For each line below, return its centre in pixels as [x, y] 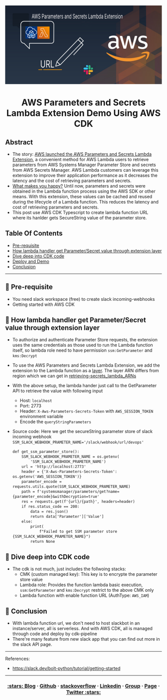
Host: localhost [36, 401]
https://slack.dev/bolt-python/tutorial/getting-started [66, 669]
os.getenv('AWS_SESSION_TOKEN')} [47, 477]
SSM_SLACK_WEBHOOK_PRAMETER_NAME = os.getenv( [71, 457]
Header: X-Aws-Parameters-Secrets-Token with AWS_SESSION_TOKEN [86, 411]
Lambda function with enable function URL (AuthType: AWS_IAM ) [84, 595]
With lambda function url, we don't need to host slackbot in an [76, 623]
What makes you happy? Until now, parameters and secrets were [79, 186]
